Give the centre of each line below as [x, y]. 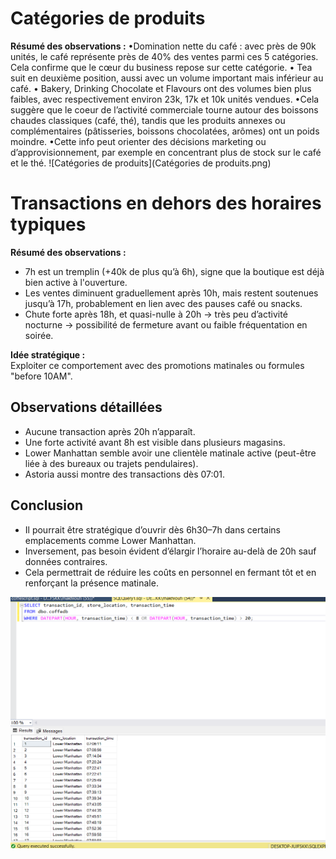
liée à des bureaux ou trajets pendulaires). [111, 463]
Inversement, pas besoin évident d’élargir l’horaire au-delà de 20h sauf [170, 551]
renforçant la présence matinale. [91, 583]
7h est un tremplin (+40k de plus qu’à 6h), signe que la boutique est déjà [174, 271]
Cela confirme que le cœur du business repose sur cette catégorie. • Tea [161, 67]
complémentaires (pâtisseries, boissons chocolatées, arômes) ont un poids [165, 131]
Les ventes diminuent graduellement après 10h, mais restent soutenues [171, 293]
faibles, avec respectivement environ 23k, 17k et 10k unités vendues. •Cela [165, 99]
